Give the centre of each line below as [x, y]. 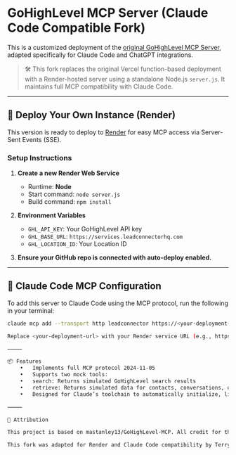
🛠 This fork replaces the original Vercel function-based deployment [123, 69]
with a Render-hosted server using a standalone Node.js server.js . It [125, 79]
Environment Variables [52, 215]
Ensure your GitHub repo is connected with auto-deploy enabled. [114, 257]
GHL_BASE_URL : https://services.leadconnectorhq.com [105, 236]
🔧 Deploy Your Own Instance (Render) [91, 115]
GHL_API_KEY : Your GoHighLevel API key [85, 229]
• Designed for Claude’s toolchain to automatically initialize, [120, 394]
